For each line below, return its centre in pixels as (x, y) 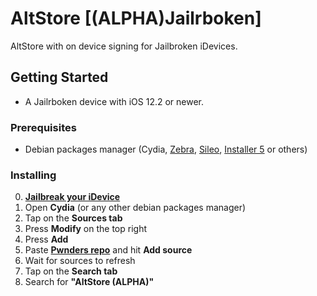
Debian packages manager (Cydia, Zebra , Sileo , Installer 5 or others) (166, 149)
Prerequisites (43, 127)
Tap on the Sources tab (73, 218)
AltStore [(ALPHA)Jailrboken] (136, 18)
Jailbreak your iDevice (72, 197)
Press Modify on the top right (85, 229)
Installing (33, 175)
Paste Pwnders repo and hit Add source (108, 250)
